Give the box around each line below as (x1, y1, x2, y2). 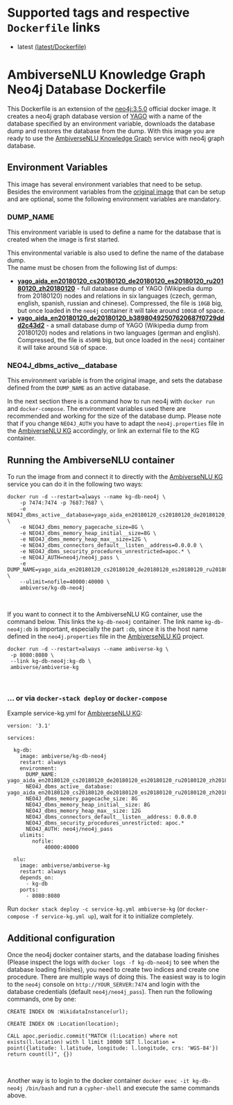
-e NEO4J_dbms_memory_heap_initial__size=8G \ (19, 530, 157, 537)
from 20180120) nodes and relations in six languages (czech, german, (17, 292, 217, 300)
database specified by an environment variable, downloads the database (7, 119, 215, 128)
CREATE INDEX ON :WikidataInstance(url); (7, 1009, 129, 1015)
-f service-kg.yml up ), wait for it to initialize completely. (32, 912, 194, 920)
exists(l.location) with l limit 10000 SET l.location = (7, 1039, 175, 1046)
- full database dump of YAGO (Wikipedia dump (76, 284, 213, 292)
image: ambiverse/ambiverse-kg (19, 862, 110, 869)
